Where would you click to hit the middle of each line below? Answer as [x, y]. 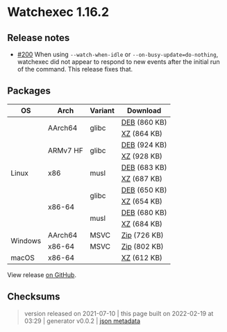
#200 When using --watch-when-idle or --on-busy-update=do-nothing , [118, 54]
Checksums [34, 297]
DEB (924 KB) [144, 144]
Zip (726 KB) [143, 235]
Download [144, 110]
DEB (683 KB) [144, 167]
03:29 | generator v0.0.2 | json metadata [82, 321]
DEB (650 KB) [144, 190]
